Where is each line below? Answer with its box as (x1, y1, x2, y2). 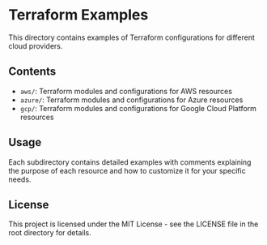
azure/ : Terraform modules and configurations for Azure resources (19, 95, 244, 105)
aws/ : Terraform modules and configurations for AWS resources (19, 86, 233, 96)
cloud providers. (8, 41, 63, 50)
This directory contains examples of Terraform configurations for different (8, 32, 255, 42)
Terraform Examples (8, 6, 149, 24)
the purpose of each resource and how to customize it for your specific (8, 165, 246, 175)
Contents (8, 65, 57, 79)
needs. (8, 174, 32, 184)
